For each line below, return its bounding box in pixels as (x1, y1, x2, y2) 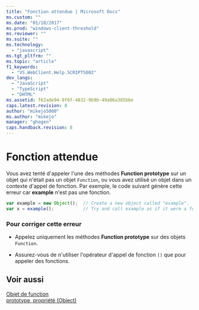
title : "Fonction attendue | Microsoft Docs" (6, 8, 120, 15)
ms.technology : (6, 42, 44, 48)
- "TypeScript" (11, 86, 49, 92)
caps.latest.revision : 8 (6, 102, 68, 109)
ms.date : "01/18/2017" (6, 20, 62, 26)
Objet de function (6, 290, 49, 298)
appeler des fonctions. (14, 257, 70, 264)
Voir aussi (6, 274, 44, 285)
